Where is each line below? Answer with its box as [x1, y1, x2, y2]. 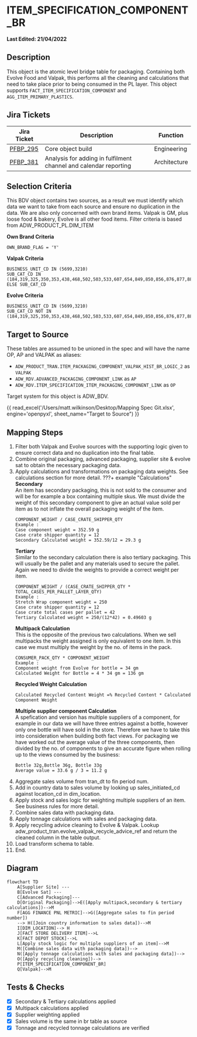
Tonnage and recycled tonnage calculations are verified [15, 1024, 150, 1031]
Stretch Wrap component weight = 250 [15, 599, 108, 605]
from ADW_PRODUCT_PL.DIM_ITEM [6, 222, 94, 229]
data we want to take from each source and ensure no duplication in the [6, 203, 180, 210]
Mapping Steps [6, 427, 63, 437]
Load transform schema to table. [15, 840, 94, 847]
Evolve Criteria [6, 292, 43, 299]
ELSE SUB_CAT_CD [6, 282, 46, 288]
